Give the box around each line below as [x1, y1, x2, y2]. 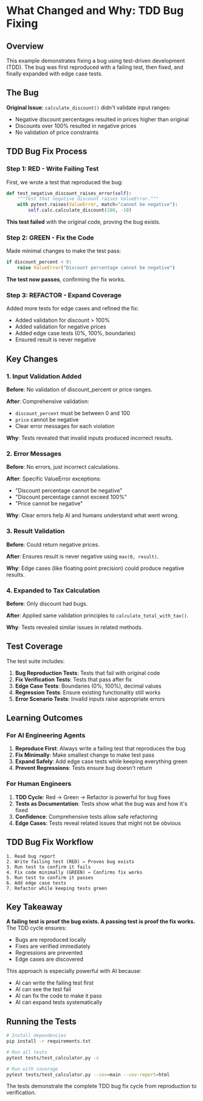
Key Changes [6, 354, 58, 364]
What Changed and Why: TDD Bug [6, 4, 184, 18]
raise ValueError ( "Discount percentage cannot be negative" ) [17, 265, 175, 271]
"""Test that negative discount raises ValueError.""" [17, 196, 159, 202]
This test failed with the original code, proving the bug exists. [6, 218, 161, 226]
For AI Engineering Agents [6, 731, 86, 739]
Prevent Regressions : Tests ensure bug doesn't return [15, 764, 153, 772]
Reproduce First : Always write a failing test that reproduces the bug [15, 745, 186, 752]
